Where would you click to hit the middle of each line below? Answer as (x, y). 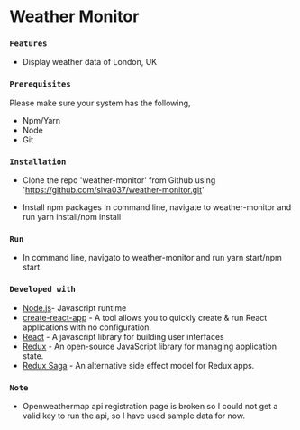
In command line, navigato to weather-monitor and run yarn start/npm (152, 258)
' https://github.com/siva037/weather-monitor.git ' (113, 190)
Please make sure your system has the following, (100, 103)
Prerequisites (40, 84)
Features (28, 44)
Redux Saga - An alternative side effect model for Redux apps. (138, 365)
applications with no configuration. (86, 327)
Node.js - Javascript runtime (74, 307)
